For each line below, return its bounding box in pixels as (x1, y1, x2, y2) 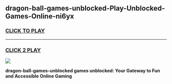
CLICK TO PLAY (5, 27, 45, 35)
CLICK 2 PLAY (5, 46, 41, 53)
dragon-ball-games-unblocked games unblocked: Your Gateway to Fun (5, 67, 160, 73)
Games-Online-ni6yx (5, 12, 74, 21)
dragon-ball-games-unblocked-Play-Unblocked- (5, 4, 165, 13)
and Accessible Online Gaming (5, 73, 72, 79)
